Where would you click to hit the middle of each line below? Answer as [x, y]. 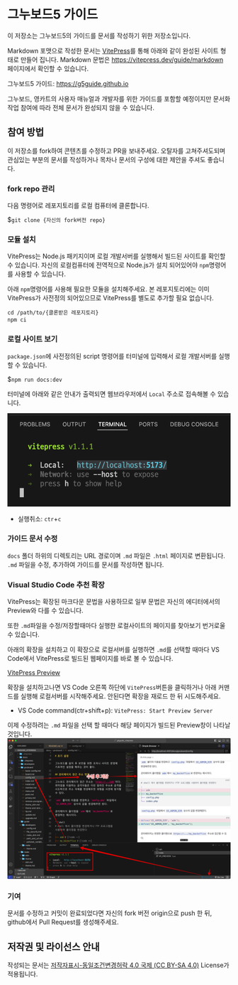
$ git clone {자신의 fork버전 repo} [57, 220]
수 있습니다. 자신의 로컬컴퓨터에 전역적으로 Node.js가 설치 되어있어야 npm [108, 265]
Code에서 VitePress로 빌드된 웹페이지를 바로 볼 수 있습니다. [90, 659]
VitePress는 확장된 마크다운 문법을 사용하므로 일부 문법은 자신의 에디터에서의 [114, 602]
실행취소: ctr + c [39, 518]
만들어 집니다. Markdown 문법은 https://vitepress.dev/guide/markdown [122, 59]
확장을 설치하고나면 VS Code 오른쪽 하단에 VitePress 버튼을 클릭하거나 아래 [112, 688]
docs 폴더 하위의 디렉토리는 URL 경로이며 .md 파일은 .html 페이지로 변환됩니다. [116, 555]
